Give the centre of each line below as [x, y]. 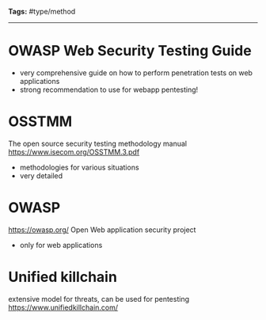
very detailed [41, 175]
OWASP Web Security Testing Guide [130, 51]
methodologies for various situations [80, 167]
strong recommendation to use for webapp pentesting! [109, 90]
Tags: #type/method [42, 11]
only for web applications [61, 245]
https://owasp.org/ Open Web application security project [102, 230]
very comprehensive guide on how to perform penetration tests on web [136, 72]
